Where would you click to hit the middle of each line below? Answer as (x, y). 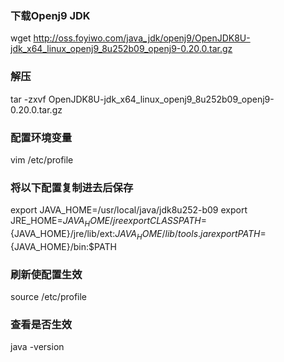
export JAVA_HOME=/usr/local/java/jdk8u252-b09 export (129, 210)
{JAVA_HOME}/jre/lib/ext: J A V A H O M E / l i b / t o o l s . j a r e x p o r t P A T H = (138, 234)
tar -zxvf (28, 99)
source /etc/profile (49, 297)
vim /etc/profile (42, 159)
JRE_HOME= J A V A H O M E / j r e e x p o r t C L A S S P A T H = (108, 222)
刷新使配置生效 (46, 274)
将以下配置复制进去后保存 (72, 187)
